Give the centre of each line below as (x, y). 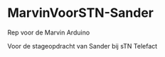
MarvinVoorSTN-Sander (81, 13)
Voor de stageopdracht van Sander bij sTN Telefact (82, 46)
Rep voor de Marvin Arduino (49, 32)
